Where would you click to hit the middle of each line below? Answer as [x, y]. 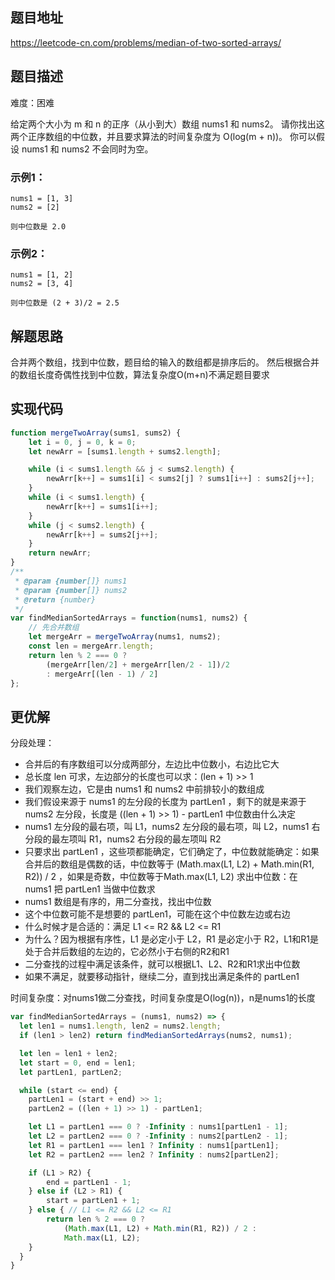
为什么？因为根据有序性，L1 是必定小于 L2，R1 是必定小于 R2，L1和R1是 [171, 939]
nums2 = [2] [35, 207]
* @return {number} [55, 599]
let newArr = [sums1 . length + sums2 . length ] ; [125, 451]
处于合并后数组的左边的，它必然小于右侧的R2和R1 [127, 952]
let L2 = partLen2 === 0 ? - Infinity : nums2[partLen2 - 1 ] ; [158, 1136]
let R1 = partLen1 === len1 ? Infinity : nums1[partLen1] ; [154, 1145]
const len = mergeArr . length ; [91, 646]
